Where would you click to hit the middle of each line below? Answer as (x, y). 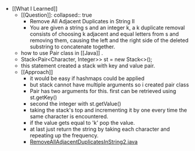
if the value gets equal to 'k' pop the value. (82, 123)
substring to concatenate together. (72, 47)
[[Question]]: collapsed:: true (57, 15)
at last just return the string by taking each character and (100, 129)
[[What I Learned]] (35, 9)
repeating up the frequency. (64, 135)
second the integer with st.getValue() (75, 104)
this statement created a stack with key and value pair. (88, 66)
